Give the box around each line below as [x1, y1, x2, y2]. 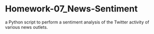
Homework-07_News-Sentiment [5, 3, 138, 14]
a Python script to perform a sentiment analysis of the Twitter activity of [5, 19, 150, 25]
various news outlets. [5, 24, 48, 30]
